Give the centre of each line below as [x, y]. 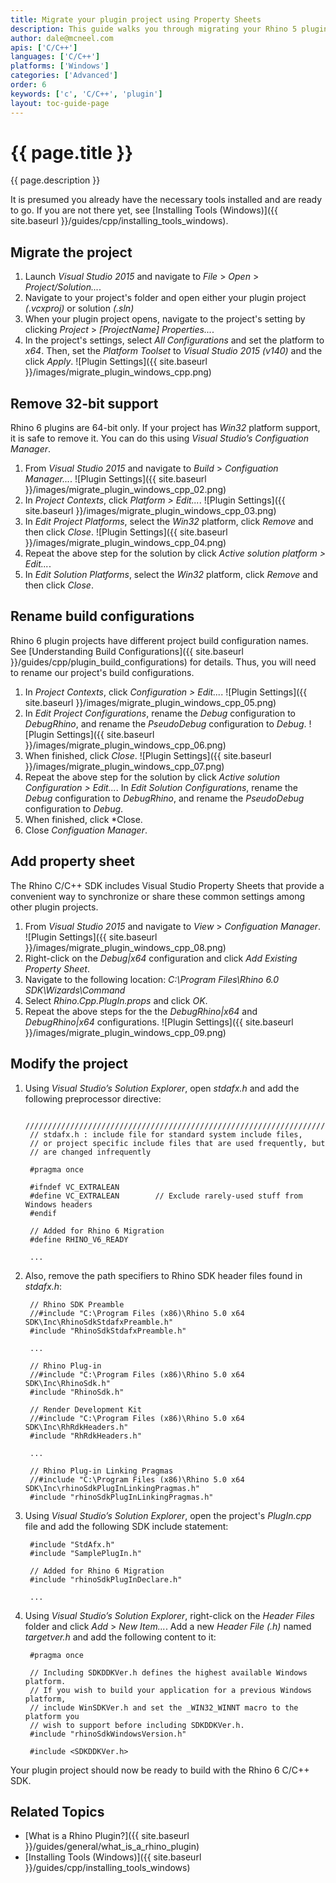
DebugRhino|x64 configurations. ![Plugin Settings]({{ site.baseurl [159, 1022]
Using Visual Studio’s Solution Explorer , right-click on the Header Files [169, 1615]
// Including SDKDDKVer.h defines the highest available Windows [168, 1672]
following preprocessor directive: [93, 1098]
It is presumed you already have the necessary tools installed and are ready [166, 200]
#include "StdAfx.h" [72, 1544]
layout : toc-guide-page [60, 103]
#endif [43, 1213]
